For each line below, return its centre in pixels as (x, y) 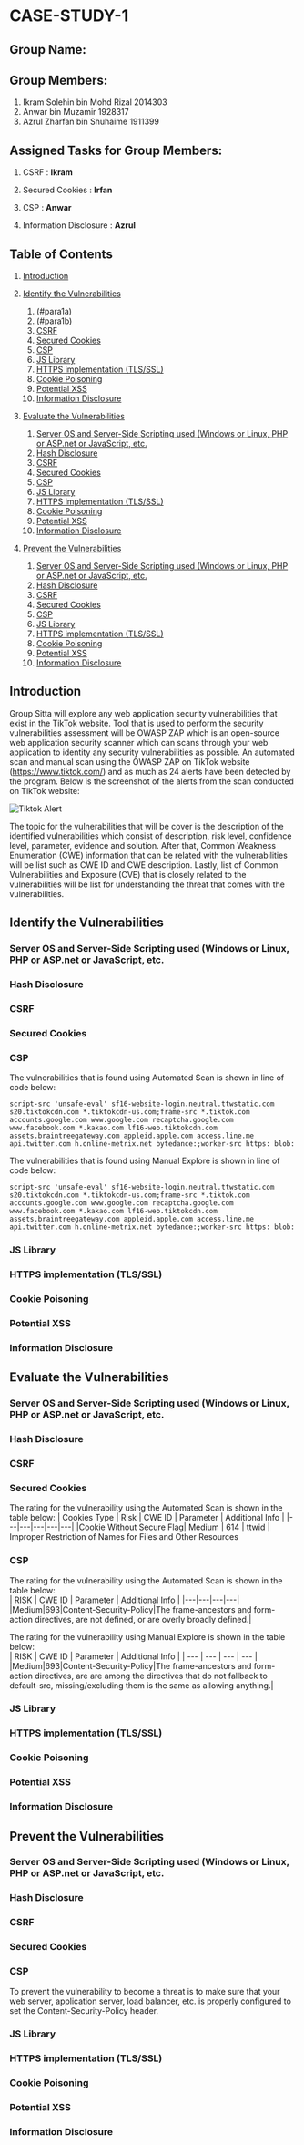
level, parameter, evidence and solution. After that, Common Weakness (142, 845)
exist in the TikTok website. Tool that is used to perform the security (137, 723)
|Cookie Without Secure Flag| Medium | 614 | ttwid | (173, 1527)
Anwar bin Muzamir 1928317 (76, 112)
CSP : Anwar (47, 208)
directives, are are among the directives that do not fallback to (152, 1676)
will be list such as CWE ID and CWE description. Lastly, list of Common (144, 865)
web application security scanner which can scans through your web (139, 742)
